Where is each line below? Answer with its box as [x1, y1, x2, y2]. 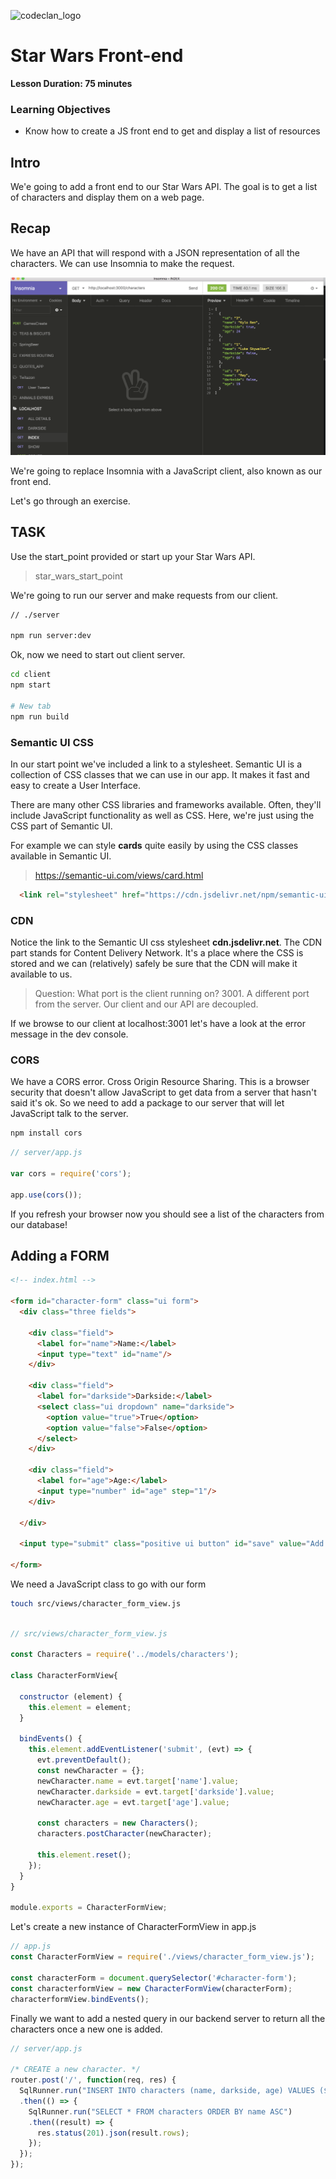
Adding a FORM [10, 1248, 110, 1265]
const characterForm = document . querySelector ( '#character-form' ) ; [10, 1973, 298, 1983]
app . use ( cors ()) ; [10, 1190, 83, 1200]
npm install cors [10, 1128, 83, 1139]
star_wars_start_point [34, 570, 123, 582]
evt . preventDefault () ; [36, 1755, 132, 1765]
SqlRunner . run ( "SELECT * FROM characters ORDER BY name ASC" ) [28, 2106, 293, 2117]
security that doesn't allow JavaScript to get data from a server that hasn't [10, 1086, 317, 1099]
